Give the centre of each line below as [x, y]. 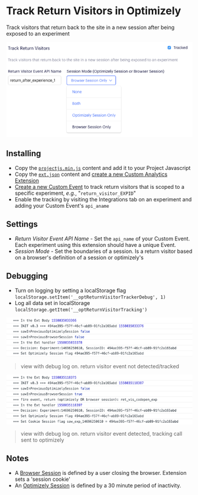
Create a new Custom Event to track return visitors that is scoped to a [100, 187]
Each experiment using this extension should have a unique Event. [95, 245]
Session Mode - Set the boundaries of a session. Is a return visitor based [103, 251]
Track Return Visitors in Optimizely [94, 11]
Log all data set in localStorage [52, 303]
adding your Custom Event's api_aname [62, 205]
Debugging [27, 276]
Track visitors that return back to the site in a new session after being [90, 27]
